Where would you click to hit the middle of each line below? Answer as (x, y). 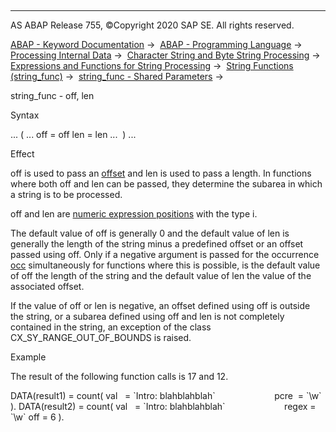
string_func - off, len (52, 95)
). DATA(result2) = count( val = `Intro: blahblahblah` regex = (163, 406)
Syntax (25, 115)
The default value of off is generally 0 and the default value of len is (150, 233)
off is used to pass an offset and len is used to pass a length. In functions (161, 173)
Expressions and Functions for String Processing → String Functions (152, 65)
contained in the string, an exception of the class (111, 327)
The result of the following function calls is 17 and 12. (119, 376)
